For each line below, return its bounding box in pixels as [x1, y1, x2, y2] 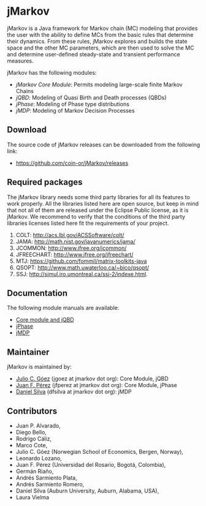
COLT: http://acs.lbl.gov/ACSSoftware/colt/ [15, 231, 124, 238]
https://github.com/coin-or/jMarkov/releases [15, 159, 129, 167]
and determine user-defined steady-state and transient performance [7, 50, 180, 58]
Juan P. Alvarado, [15, 422, 61, 429]
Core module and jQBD [15, 316, 74, 323]
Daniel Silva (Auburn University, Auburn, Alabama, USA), [15, 487, 159, 494]
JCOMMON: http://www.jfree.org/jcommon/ [15, 244, 127, 252]
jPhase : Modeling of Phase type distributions [15, 100, 129, 108]
